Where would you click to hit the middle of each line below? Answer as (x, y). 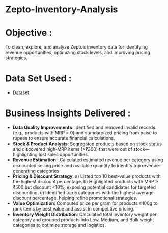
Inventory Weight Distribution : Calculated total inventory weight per (85, 214)
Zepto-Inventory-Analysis (62, 9)
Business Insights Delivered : (68, 113)
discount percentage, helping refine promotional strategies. (75, 198)
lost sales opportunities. (64, 155)
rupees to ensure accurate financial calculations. (64, 138)
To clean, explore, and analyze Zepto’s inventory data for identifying (77, 47)
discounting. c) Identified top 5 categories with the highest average (83, 192)
